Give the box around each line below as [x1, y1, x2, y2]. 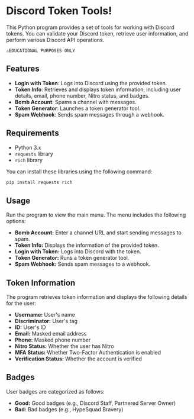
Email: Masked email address [14, 330, 87, 337]
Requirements [6, 128, 59, 138]
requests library [14, 150, 53, 157]
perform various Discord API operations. [6, 36, 105, 43]
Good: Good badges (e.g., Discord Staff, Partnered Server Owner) [14, 399, 176, 407]
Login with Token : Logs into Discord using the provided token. [14, 79, 167, 86]
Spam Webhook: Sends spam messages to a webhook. [14, 260, 151, 267]
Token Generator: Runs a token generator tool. [14, 254, 130, 262]
